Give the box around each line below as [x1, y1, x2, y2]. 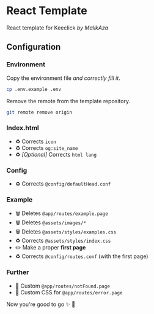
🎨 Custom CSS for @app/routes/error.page [15, 288, 123, 296]
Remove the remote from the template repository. [6, 97, 130, 104]
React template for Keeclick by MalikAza [6, 24, 109, 31]
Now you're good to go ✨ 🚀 [6, 300, 75, 308]
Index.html [6, 124, 39, 132]
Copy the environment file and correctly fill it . [6, 74, 120, 82]
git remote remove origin [6, 109, 72, 116]
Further [6, 268, 29, 277]
